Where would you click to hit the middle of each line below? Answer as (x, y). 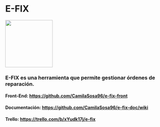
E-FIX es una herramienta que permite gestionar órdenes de (80, 78)
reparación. (20, 84)
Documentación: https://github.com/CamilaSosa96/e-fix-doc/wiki (77, 108)
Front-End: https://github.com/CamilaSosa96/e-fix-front (66, 96)
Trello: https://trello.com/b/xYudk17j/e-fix (50, 119)
